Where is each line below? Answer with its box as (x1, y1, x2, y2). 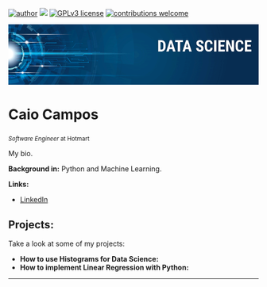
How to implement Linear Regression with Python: (19, 262, 189, 273)
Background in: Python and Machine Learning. (8, 164, 162, 174)
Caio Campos (8, 105, 99, 123)
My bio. (8, 149, 33, 159)
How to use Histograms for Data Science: (19, 254, 159, 264)
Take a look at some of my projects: (8, 239, 126, 249)
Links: (8, 179, 29, 189)
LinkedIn (19, 195, 48, 205)
